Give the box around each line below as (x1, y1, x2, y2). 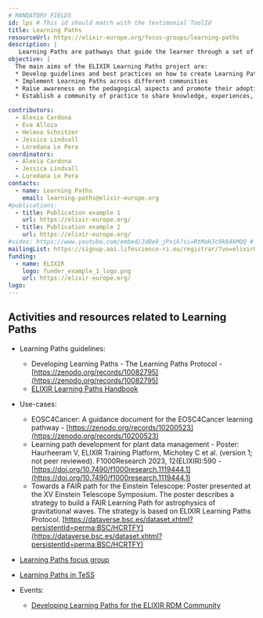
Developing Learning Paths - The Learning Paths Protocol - (31, 359, 223, 368)
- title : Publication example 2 (15, 223, 121, 232)
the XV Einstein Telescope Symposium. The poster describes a (31, 489, 235, 499)
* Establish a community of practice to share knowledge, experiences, (15, 92, 254, 100)
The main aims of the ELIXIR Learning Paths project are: (15, 63, 209, 71)
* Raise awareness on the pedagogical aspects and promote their (15, 84, 233, 93)
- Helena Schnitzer (15, 128, 79, 136)
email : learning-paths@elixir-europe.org (22, 194, 159, 202)
